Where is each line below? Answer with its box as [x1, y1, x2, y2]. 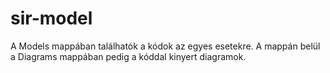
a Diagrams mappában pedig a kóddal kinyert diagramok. [10, 50, 247, 62]
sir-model [10, 7, 93, 30]
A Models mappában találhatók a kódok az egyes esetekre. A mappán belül [10, 40, 321, 52]
